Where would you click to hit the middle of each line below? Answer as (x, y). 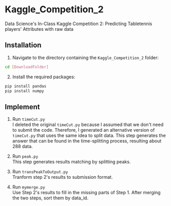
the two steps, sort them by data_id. (50, 198)
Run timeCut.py (28, 119)
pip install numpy (24, 91)
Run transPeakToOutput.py (40, 172)
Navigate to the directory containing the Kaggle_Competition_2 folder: (85, 57)
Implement (22, 107)
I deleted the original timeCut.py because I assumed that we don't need (88, 125)
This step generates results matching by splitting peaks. (71, 162)
